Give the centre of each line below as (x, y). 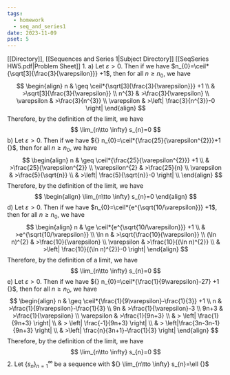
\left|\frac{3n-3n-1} (192, 323)
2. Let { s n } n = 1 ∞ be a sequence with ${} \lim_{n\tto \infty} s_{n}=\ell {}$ (108, 364)
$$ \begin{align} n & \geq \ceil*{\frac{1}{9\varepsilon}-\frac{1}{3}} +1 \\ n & (116, 301)
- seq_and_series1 (40, 26)
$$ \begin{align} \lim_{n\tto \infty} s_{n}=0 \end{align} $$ (116, 196)
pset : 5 (18, 39)
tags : (15, 13)
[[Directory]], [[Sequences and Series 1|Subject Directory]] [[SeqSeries (108, 59)
